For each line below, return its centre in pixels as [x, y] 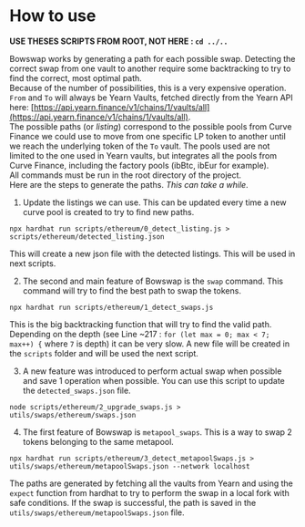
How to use [53, 16]
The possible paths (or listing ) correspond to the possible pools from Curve [151, 126]
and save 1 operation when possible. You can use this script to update [153, 380]
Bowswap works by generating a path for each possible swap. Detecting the [152, 58]
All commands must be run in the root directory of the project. [126, 175]
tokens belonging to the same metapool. [98, 441]
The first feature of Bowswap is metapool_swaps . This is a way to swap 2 [158, 432]
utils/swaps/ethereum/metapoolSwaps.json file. [97, 512]
